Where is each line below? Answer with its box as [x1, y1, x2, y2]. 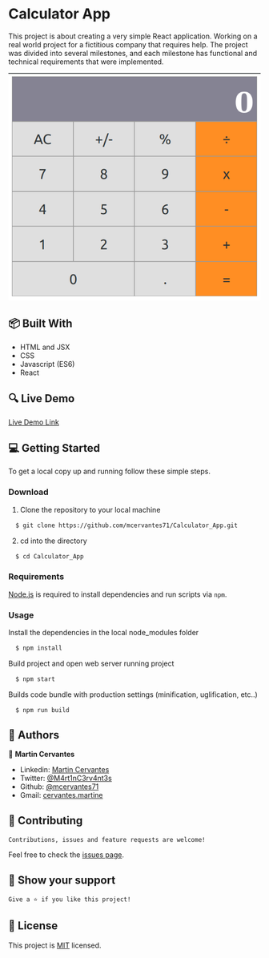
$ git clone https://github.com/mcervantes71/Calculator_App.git [15, 521, 239, 529]
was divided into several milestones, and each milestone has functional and [8, 48, 258, 58]
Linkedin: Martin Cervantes [19, 765, 110, 775]
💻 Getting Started [8, 441, 100, 455]
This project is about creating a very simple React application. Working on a [8, 31, 258, 41]
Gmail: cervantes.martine [19, 791, 103, 800]
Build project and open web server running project [8, 658, 175, 668]
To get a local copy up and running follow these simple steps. [8, 466, 211, 477]
